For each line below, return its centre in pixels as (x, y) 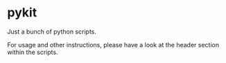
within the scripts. (33, 52)
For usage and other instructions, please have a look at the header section (113, 45)
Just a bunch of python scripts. (52, 32)
